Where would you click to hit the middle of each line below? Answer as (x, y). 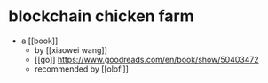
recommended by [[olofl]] (82, 69)
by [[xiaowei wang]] (71, 49)
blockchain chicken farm (101, 16)
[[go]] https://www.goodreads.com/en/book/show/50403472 (146, 59)
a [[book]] (39, 41)
